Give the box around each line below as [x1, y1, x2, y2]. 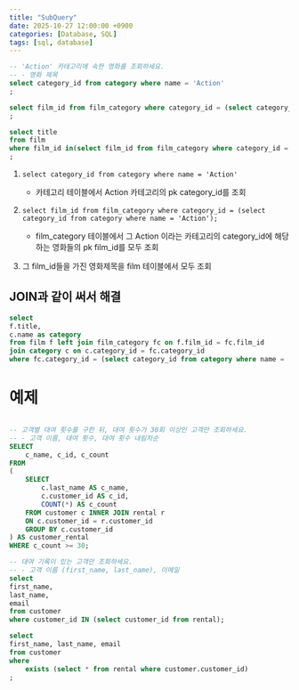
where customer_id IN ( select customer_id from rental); [9, 615, 225, 624]
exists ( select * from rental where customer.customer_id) [25, 664, 249, 673]
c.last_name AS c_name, [41, 483, 129, 492]
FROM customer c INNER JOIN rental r [25, 508, 166, 517]
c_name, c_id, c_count [25, 451, 109, 459]
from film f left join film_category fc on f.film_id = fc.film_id [9, 338, 265, 347]
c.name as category [9, 330, 82, 339]
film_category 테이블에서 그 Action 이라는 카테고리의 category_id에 [35, 231, 273, 241]
